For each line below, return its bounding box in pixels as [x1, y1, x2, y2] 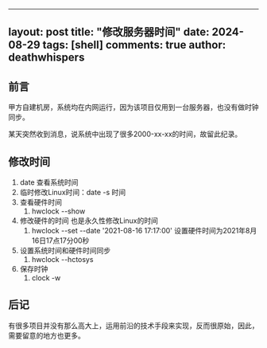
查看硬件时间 [19, 197, 62, 207]
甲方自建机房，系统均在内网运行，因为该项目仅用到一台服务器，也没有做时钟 [8, 103, 259, 112]
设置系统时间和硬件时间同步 [19, 246, 111, 256]
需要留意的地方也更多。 [8, 330, 85, 340]
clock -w [31, 273, 61, 283]
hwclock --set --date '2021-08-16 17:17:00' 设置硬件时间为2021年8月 [31, 226, 257, 236]
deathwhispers [8, 51, 85, 65]
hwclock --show [31, 206, 86, 216]
